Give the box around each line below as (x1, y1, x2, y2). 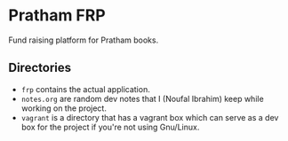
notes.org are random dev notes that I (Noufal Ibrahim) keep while (20, 93, 264, 104)
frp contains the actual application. (20, 83, 150, 94)
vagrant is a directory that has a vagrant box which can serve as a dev (20, 112, 279, 122)
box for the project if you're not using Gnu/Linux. (20, 121, 200, 132)
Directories (8, 60, 72, 75)
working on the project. (20, 103, 108, 114)
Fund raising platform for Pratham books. (8, 35, 159, 45)
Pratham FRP (8, 5, 106, 26)
